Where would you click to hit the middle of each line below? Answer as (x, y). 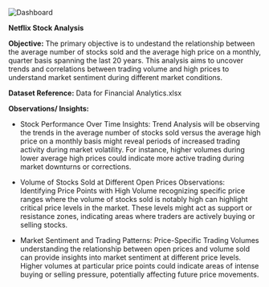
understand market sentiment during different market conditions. (116, 77)
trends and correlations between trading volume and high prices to (119, 69)
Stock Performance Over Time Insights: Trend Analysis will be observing (140, 124)
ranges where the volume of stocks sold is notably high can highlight (134, 199)
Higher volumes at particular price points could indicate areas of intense (139, 266)
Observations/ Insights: (49, 109)
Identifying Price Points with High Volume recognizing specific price (132, 191)
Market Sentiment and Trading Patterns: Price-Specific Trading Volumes (139, 240)
